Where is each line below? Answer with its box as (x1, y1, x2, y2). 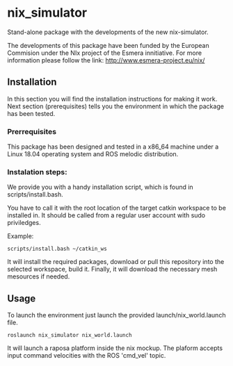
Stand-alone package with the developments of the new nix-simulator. (7, 28, 209, 36)
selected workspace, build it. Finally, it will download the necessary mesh (7, 265, 218, 274)
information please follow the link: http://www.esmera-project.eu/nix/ (7, 56, 205, 64)
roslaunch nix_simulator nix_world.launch (7, 332, 132, 339)
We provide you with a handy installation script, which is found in (7, 183, 193, 192)
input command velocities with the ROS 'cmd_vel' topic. (7, 351, 166, 360)
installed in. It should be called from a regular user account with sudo (7, 211, 206, 219)
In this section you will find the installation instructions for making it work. (7, 94, 218, 103)
